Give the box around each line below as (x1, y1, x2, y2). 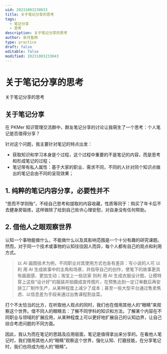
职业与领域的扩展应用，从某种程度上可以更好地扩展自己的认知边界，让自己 (9, 314, 162, 320)
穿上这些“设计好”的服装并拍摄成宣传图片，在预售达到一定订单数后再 (17, 279, 157, 285)
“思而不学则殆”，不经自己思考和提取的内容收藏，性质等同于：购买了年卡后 (5, 200, 158, 206)
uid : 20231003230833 (5, 7, 48, 12)
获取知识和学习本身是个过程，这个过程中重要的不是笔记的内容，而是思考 (12, 152, 161, 158)
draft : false (5, 44, 32, 49)
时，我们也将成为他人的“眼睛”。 (5, 344, 71, 350)
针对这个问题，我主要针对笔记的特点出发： (5, 141, 92, 147)
